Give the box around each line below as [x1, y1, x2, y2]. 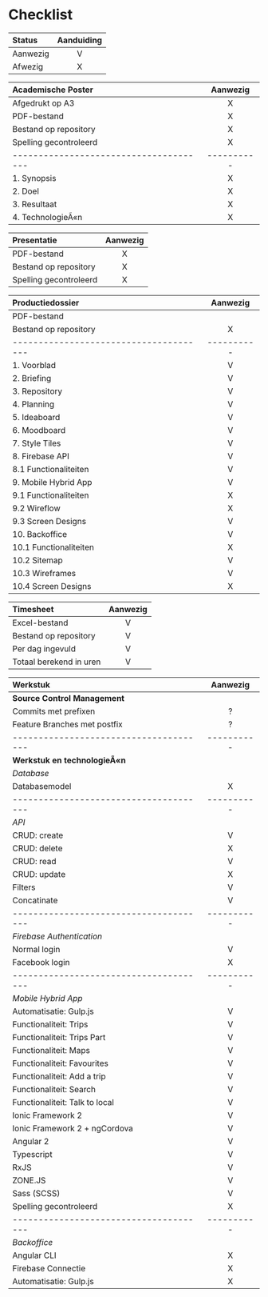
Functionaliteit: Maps [12, 1044, 90, 1055]
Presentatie [12, 234, 57, 246]
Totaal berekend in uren [12, 656, 101, 667]
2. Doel [12, 186, 40, 197]
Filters [12, 882, 36, 893]
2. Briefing [12, 372, 52, 383]
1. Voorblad [12, 359, 57, 370]
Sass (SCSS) [12, 1187, 61, 1199]
